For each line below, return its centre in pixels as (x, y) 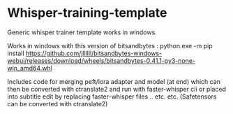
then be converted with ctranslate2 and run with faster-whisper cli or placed (117, 89)
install (16, 53)
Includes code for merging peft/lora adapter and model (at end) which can (114, 81)
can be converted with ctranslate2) (58, 104)
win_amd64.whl (30, 68)
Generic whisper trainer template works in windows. (82, 32)
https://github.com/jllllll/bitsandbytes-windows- (94, 53)
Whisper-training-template (87, 13)
